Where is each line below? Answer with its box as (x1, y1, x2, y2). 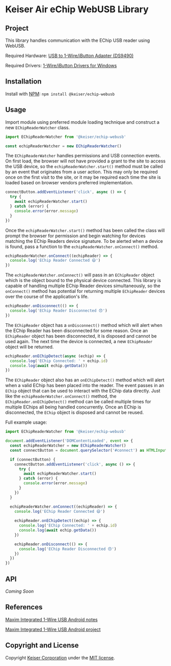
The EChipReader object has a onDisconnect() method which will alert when (5, 322, 163, 328)
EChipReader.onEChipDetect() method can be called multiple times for (5, 399, 152, 405)
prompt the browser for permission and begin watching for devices (5, 233, 146, 239)
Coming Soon (5, 588, 34, 594)
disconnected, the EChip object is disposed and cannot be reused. (5, 409, 144, 415)
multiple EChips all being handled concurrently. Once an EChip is (5, 404, 141, 410)
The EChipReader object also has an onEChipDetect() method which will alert (5, 377, 164, 383)
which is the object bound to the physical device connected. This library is (5, 277, 161, 284)
